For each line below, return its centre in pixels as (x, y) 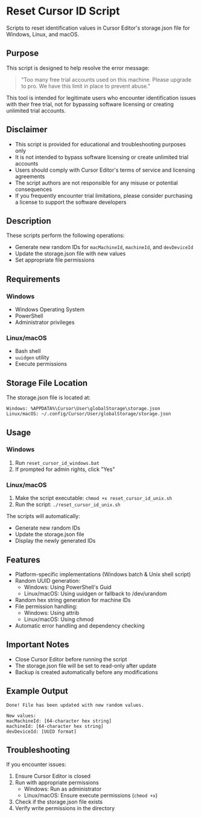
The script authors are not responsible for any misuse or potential (96, 183)
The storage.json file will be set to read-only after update (86, 666)
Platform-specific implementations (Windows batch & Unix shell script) (103, 574)
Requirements (33, 279)
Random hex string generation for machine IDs (73, 600)
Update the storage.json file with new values (70, 254)
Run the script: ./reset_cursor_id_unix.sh (68, 505)
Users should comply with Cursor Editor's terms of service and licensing (105, 170)
